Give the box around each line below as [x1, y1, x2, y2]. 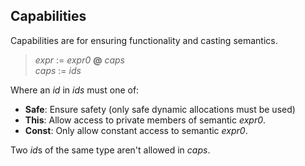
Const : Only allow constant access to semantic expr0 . [24, 124, 248, 136]
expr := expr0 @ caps [34, 54, 125, 66]
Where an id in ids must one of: [10, 84, 140, 96]
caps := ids [34, 64, 82, 76]
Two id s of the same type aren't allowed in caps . [10, 144, 211, 156]
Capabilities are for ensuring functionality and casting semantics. [10, 34, 278, 46]
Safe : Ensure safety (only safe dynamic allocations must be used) [24, 103, 296, 115]
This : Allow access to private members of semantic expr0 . [24, 114, 267, 126]
